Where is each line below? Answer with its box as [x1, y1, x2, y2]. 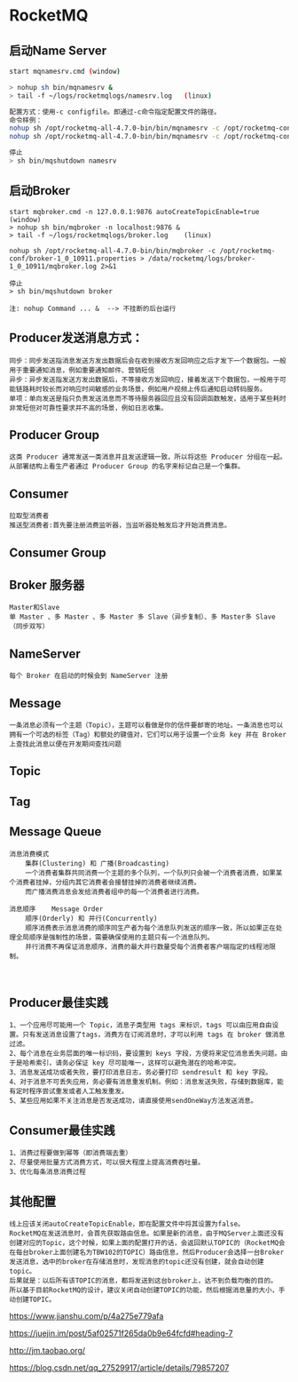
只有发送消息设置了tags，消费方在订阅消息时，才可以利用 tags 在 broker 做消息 [21, 1030, 286, 1040]
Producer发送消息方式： [9, 331, 144, 346]
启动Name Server [9, 43, 107, 58]
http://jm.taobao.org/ [9, 1345, 86, 1355]
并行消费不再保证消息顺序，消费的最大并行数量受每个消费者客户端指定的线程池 [25, 942, 270, 951]
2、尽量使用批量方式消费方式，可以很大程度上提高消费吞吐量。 [9, 1158, 205, 1167]
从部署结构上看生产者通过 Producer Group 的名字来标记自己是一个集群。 [9, 462, 245, 471]
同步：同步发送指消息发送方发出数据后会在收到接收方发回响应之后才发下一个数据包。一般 [9, 356, 286, 365]
